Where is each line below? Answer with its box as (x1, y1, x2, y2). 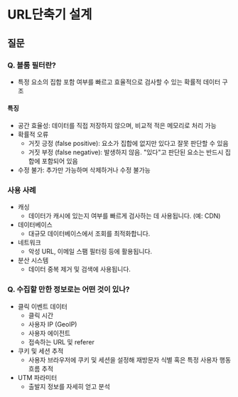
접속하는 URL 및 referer (28, 337, 94, 346)
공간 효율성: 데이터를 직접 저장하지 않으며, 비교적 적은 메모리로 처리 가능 (17, 122, 217, 130)
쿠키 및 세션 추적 (17, 346, 64, 355)
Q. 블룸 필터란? (7, 60, 57, 70)
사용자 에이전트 (28, 329, 71, 337)
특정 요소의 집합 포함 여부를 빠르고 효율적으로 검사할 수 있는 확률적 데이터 (17, 78, 221, 86)
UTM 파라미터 (17, 373, 58, 381)
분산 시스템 (17, 256, 49, 265)
